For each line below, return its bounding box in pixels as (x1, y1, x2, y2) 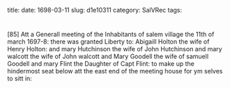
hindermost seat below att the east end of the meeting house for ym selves (7, 67, 223, 76)
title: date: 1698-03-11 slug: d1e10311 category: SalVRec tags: (7, 6, 183, 14)
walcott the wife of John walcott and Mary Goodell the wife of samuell (7, 52, 209, 61)
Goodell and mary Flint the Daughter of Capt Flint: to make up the (7, 60, 195, 68)
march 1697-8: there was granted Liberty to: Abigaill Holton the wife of (7, 37, 210, 46)
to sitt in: (7, 74, 33, 82)
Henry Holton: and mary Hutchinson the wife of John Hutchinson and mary (7, 45, 222, 53)
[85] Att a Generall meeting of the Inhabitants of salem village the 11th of (7, 30, 215, 39)
